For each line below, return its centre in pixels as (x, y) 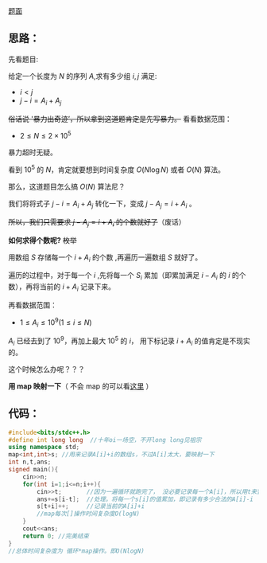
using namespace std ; (44, 448)
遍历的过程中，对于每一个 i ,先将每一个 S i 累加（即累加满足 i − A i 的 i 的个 (127, 276)
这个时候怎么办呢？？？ (46, 369)
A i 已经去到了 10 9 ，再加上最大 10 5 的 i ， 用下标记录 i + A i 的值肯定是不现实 (129, 341)
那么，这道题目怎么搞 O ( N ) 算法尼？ (67, 186)
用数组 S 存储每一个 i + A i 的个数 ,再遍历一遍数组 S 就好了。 (105, 258)
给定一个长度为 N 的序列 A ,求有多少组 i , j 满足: (83, 76)
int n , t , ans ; (30, 462)
